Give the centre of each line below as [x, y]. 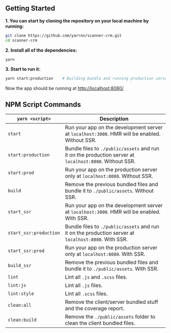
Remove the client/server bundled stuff [112, 302]
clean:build [22, 320]
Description [114, 119]
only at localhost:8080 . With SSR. [105, 254]
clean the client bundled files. [100, 323]
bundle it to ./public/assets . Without [109, 191]
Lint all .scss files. [86, 294]
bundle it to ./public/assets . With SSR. [112, 269]
